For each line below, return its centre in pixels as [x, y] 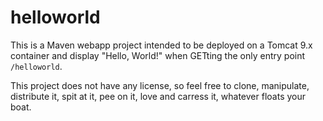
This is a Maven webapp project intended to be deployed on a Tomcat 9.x [161, 45]
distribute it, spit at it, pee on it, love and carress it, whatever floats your [158, 96]
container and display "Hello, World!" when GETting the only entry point [158, 55]
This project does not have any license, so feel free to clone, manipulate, [160, 85]
